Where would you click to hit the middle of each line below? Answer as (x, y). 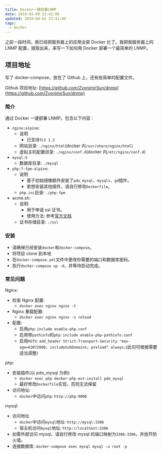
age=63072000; (33, 347)
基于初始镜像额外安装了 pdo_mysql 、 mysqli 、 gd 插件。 (79, 181)
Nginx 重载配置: (28, 311)
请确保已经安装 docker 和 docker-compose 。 (53, 247)
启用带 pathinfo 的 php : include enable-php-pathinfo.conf (76, 335)
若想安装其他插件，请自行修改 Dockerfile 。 (69, 186)
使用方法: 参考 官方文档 (49, 216)
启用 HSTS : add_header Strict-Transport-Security (68, 341)
